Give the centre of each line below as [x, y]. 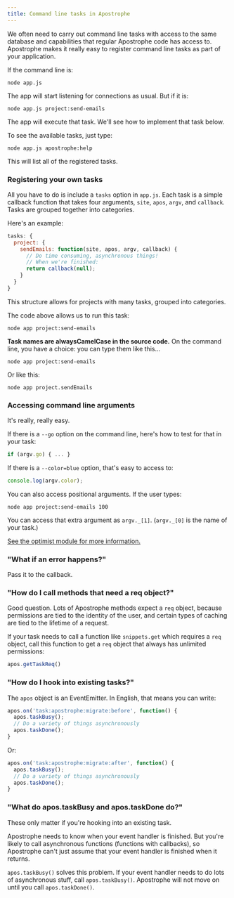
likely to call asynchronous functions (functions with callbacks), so [104, 843]
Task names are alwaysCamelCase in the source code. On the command [115, 341]
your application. [32, 56]
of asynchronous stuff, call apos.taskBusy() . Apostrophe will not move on [113, 880]
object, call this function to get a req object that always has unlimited [107, 644]
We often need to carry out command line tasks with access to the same [112, 34]
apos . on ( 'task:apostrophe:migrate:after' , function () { [91, 763]
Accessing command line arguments [71, 405]
